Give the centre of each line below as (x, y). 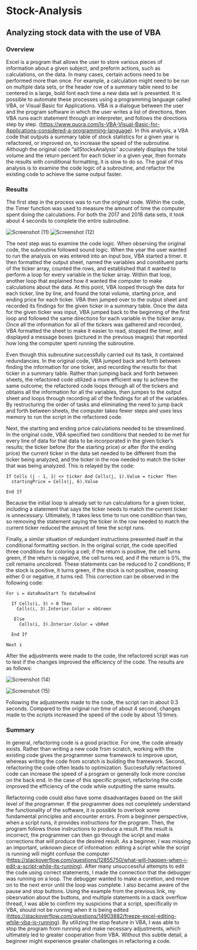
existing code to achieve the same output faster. (64, 174)
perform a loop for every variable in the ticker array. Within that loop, (89, 275)
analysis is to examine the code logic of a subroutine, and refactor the (90, 168)
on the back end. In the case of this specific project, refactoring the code (94, 780)
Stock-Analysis (44, 11)
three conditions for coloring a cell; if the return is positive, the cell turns (93, 552)
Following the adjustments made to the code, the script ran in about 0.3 (92, 702)
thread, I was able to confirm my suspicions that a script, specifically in (92, 904)
